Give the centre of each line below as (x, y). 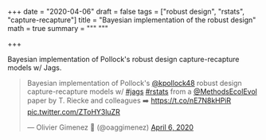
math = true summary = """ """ (58, 28)
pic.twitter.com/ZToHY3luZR (73, 112)
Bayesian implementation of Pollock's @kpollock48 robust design (134, 83)
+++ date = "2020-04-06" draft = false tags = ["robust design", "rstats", (126, 12)
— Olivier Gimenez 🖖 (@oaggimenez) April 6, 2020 (110, 127)
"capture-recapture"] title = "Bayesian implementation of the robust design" (132, 20)
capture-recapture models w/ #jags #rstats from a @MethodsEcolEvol (142, 91)
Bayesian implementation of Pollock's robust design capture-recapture (123, 59)
